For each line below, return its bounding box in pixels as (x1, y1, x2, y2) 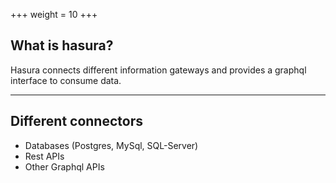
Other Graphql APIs (24, 160, 105, 173)
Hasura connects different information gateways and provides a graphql (10, 64, 307, 76)
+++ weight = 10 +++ (10, 9, 98, 20)
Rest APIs (24, 150, 65, 162)
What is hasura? (10, 37, 114, 54)
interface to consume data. (10, 74, 122, 86)
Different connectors (10, 113, 143, 130)
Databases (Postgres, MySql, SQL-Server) (24, 139, 199, 151)
